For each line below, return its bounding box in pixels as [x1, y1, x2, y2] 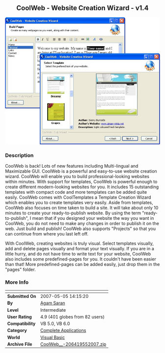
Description [5, 152, 34, 159]
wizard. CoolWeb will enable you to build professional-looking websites [5, 174, 150, 179]
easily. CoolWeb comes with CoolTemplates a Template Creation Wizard [5, 194, 151, 201]
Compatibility [7, 321, 36, 326]
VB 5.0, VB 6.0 [40, 321, 70, 326]
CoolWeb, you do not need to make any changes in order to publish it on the [5, 221, 160, 227]
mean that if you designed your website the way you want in [32, 215, 154, 221]
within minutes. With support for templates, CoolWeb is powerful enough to [5, 179, 158, 185]
